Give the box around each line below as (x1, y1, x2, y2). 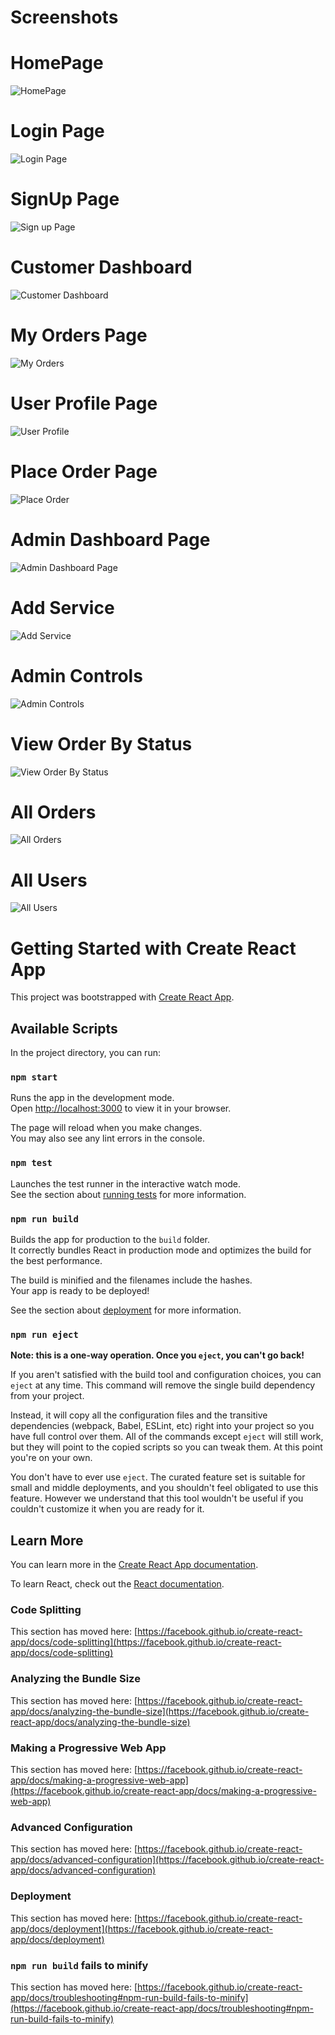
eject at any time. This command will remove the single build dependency (10, 1379, 316, 1391)
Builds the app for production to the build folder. (10, 1234, 211, 1246)
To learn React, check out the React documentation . (10, 1578, 225, 1590)
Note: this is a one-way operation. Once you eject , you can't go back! (10, 1349, 305, 1361)
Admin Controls (10, 664, 143, 687)
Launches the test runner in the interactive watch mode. (10, 1177, 242, 1190)
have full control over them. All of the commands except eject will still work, (10, 1431, 324, 1443)
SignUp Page (10, 188, 120, 211)
